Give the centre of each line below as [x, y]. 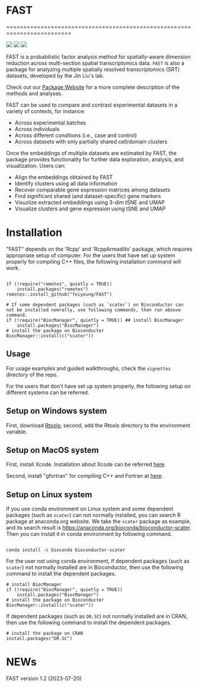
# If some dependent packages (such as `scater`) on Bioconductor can [95, 305]
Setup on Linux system [49, 495]
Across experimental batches [51, 123]
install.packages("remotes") [53, 289]
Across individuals [37, 129]
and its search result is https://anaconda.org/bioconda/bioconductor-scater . [99, 528]
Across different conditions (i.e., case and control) [76, 135]
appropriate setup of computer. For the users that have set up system [91, 255]
